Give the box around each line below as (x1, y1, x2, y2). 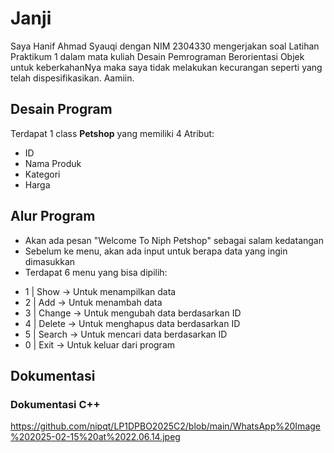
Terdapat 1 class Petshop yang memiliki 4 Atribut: (10, 127, 215, 139)
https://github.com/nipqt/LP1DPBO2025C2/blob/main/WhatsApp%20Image (10, 420, 321, 432)
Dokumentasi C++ (10, 397, 101, 411)
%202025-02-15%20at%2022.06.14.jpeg (10, 431, 181, 443)
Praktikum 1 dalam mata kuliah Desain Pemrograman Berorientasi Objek (10, 50, 305, 62)
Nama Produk (24, 157, 82, 169)
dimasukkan (24, 255, 76, 267)
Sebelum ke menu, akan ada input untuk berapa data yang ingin (24, 245, 288, 257)
